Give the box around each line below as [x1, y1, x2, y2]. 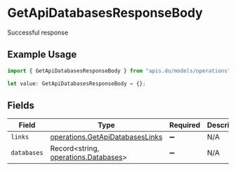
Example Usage [7, 49, 77, 61]
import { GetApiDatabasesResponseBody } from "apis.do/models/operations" [7, 67, 231, 75]
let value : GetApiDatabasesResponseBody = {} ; [7, 80, 146, 87]
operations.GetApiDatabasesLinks [50, 132, 163, 142]
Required [169, 120, 201, 130]
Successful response [7, 28, 69, 37]
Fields [7, 99, 35, 111]
